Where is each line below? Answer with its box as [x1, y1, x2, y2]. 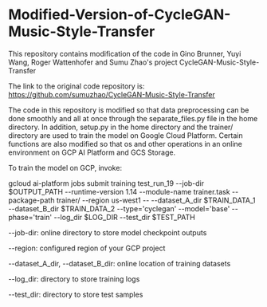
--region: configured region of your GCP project [8, 243, 166, 253]
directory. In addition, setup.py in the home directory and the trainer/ [8, 122, 234, 132]
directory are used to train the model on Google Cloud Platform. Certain [8, 130, 243, 140]
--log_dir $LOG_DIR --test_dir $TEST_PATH [53, 212, 195, 222]
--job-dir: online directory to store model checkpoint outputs [8, 227, 207, 237]
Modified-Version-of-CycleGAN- [8, 6, 231, 24]
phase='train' [8, 212, 53, 222]
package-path [8, 195, 55, 205]
